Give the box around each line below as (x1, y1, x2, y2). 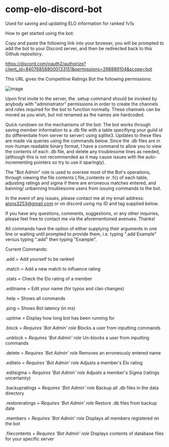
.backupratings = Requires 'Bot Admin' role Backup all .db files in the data (5, 385, 159, 391)
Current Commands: (5, 246, 48, 252)
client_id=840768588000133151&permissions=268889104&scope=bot (5, 66, 153, 72)
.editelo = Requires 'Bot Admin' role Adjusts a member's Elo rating (5, 359, 143, 366)
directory (5, 390, 24, 396)
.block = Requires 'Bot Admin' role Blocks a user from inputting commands (5, 325, 161, 331)
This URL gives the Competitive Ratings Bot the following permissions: (5, 76, 152, 82)
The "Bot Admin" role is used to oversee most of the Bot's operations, (5, 169, 151, 175)
